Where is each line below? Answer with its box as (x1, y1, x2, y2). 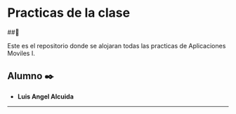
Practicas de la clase (7, 5, 131, 21)
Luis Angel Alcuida (17, 92, 74, 101)
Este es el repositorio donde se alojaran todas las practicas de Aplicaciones (7, 41, 226, 50)
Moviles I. (7, 49, 35, 57)
